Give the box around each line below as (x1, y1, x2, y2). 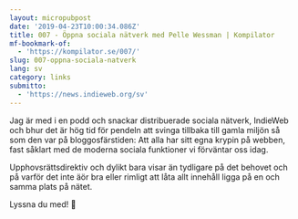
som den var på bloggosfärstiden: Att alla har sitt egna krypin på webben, (9, 134, 285, 145)
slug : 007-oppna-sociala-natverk (9, 56, 137, 65)
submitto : (9, 81, 47, 90)
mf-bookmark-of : (9, 38, 71, 48)
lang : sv (9, 65, 43, 74)
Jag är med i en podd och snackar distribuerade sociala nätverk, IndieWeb (9, 115, 289, 126)
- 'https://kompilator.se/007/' (17, 47, 141, 57)
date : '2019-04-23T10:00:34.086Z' (9, 22, 141, 31)
